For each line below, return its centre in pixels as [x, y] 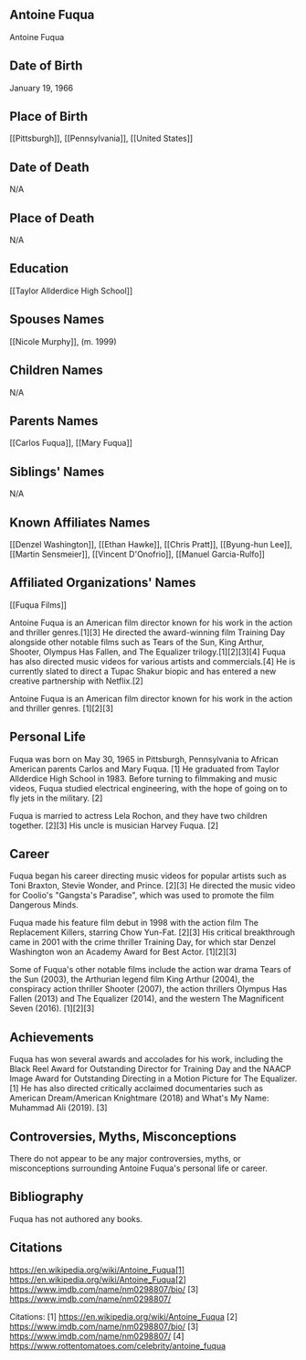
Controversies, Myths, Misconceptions [123, 1137]
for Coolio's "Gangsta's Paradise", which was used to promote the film [142, 896]
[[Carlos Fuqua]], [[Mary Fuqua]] [71, 443]
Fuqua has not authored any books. [76, 1218]
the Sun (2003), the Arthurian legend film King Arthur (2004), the [132, 979]
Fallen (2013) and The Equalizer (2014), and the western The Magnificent [147, 999]
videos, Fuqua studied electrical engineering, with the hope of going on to [148, 788]
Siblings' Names [57, 471]
